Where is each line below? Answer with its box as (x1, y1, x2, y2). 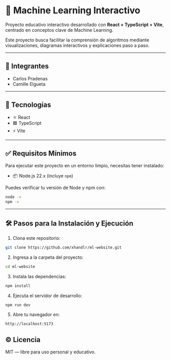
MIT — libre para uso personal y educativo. (5, 349, 96, 355)
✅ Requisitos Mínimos (5, 149, 77, 157)
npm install (5, 283, 31, 288)
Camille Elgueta (12, 81, 46, 87)
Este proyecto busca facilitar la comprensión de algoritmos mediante (5, 37, 150, 43)
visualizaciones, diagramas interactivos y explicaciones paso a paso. (5, 42, 150, 48)
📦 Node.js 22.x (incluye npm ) (12, 173, 73, 179)
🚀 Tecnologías (5, 101, 51, 109)
